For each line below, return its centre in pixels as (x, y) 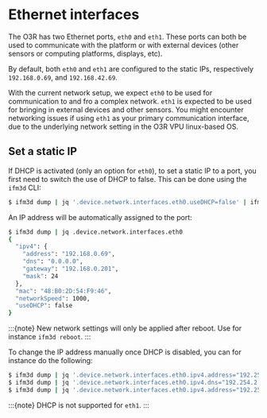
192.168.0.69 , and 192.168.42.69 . (63, 77)
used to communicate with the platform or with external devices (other (124, 45)
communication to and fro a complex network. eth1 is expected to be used (130, 101)
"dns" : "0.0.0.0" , (53, 261)
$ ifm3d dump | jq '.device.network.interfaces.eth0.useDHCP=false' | (128, 202)
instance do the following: (50, 361)
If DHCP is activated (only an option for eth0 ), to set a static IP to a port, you (132, 170)
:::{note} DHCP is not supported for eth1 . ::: (79, 405)
